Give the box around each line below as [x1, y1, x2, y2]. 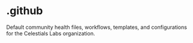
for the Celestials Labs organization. [6, 29, 95, 37]
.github [6, 4, 43, 18]
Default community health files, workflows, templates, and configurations [6, 24, 188, 31]
